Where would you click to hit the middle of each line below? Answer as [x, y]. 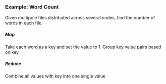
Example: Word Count [32, 7]
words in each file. [24, 23]
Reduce [13, 64]
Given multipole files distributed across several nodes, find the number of [80, 18]
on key [12, 52]
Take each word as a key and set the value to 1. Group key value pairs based [83, 47]
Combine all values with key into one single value [55, 76]
